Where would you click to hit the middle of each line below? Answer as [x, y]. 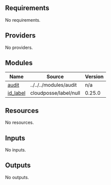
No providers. [19, 47]
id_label [17, 93]
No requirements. [23, 20]
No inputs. [16, 150]
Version [94, 77]
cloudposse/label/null [55, 93]
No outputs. [17, 177]
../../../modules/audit [54, 85]
